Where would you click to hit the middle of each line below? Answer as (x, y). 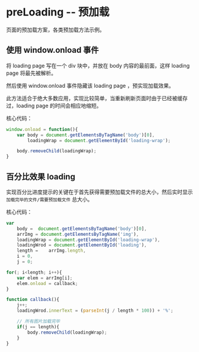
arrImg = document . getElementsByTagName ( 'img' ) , (78, 234)
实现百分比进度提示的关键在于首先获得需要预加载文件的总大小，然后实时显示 (99, 192)
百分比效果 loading (41, 176)
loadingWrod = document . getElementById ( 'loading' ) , (82, 245)
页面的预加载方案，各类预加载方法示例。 (55, 30)
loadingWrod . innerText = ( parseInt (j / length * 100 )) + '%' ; (95, 311)
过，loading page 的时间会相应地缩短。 (54, 105)
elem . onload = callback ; (47, 283)
